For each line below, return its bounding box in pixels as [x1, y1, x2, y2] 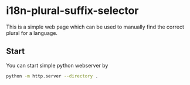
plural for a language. [6, 29, 57, 36]
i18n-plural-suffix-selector [6, 4, 139, 17]
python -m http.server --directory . [6, 73, 99, 79]
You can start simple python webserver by [6, 62, 108, 69]
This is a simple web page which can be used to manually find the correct [6, 23, 185, 30]
